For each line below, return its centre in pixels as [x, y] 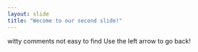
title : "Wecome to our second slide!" [65, 21]
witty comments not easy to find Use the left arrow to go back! [99, 41]
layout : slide [28, 14]
